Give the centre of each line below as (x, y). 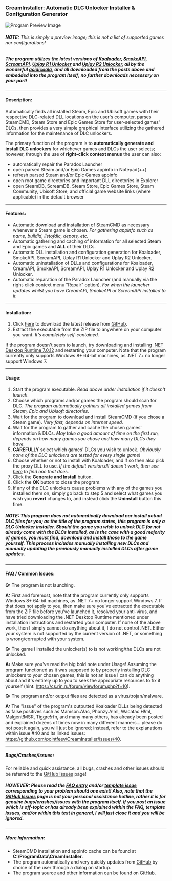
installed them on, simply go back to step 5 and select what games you (88, 493)
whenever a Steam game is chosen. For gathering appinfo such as (83, 230)
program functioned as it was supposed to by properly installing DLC (78, 670)
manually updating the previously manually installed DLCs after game (82, 549)
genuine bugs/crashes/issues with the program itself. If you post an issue (85, 802)
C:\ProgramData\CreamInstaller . (48, 856)
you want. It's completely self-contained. (56, 335)
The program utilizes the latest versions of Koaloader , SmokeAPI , (76, 59)
